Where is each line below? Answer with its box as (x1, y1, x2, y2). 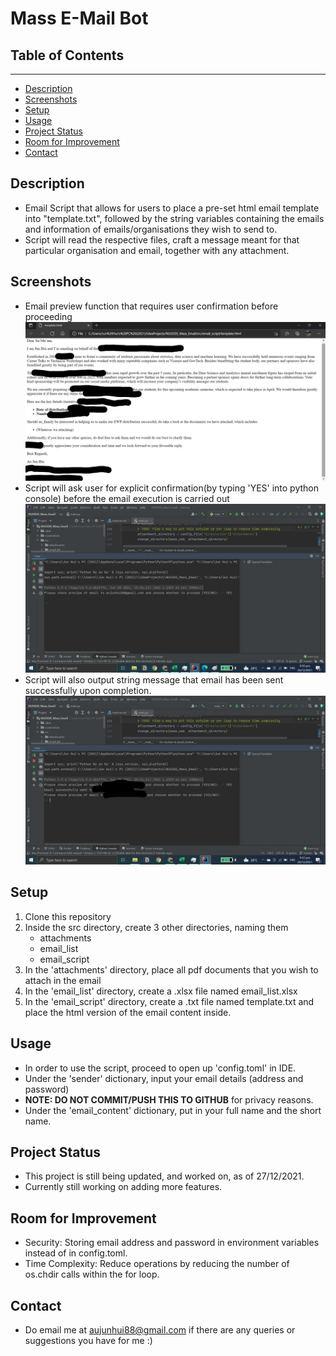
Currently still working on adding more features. (24, 1181, 223, 1193)
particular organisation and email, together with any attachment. (24, 244, 290, 256)
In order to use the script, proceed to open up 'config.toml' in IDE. (24, 1062, 297, 1074)
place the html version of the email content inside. (24, 1006, 232, 1018)
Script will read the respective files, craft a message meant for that (24, 233, 300, 246)
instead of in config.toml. (24, 1247, 128, 1259)
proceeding (24, 310, 73, 322)
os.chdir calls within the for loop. (24, 1268, 160, 1281)
